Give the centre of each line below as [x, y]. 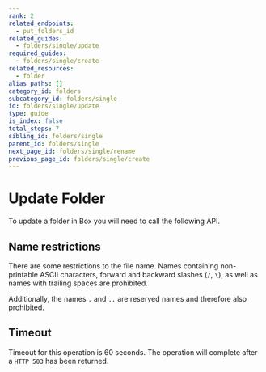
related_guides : [36, 38]
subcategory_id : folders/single [63, 99]
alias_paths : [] [36, 83]
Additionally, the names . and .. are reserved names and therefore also [128, 299]
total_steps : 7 [34, 129]
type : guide [28, 114]
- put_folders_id [45, 31]
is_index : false [36, 121]
